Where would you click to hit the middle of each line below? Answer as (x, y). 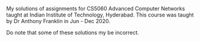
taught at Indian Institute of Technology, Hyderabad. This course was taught (100, 15)
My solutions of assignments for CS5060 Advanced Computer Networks (96, 9)
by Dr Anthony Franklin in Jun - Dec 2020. (58, 21)
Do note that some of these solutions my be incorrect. (73, 33)
